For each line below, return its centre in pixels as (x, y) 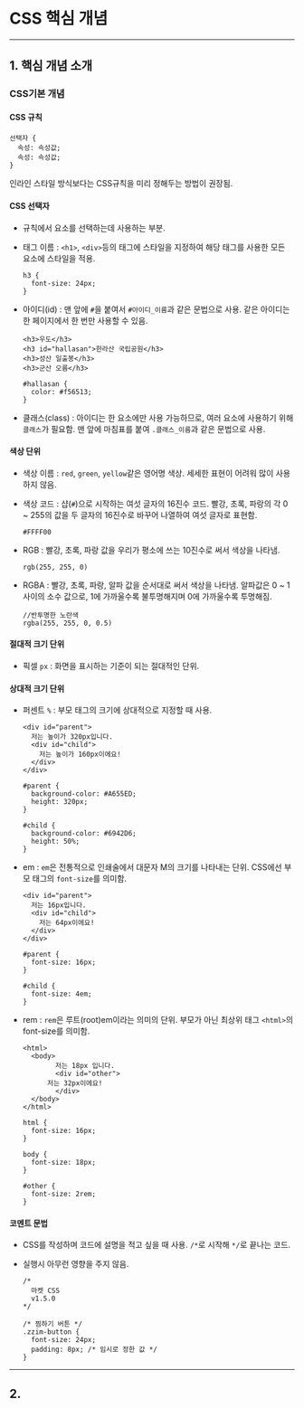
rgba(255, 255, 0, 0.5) (67, 623)
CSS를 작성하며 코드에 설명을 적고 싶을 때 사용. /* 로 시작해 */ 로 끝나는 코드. (157, 1245)
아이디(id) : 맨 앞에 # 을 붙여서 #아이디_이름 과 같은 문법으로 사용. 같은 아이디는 (156, 309)
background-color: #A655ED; (84, 794)
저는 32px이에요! (75, 1083)
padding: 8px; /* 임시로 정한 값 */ (95, 1350)
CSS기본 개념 (37, 94)
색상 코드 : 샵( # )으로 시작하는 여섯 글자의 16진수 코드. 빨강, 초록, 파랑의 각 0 (155, 504)
